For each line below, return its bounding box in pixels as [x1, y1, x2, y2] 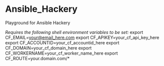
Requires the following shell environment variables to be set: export [5, 29, 143, 35]
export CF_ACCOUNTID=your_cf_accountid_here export [5, 39, 120, 45]
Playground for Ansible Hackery [5, 20, 71, 26]
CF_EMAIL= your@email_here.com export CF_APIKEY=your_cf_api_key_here [5, 34, 160, 40]
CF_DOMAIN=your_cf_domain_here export [5, 45, 92, 51]
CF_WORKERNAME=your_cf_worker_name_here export [5, 50, 118, 56]
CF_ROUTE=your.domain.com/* [5, 55, 70, 61]
